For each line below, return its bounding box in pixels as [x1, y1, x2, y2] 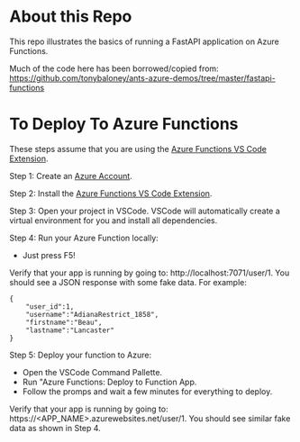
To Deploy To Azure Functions [9, 114, 239, 134]
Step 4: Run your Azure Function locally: [9, 232, 159, 243]
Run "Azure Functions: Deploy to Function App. [22, 376, 197, 387]
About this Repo [9, 6, 132, 27]
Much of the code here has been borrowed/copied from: [9, 63, 219, 74]
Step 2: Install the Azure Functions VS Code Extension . [9, 187, 213, 199]
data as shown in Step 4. [9, 422, 101, 433]
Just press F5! [22, 249, 77, 260]
